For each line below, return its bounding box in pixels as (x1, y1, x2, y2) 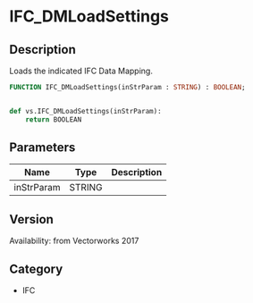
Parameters (9, 140, 76, 156)
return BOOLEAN (25, 114, 82, 124)
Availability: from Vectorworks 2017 (9, 235, 139, 247)
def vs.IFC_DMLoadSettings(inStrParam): (9, 106, 163, 115)
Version (9, 212, 54, 227)
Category (9, 261, 63, 276)
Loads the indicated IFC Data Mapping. (9, 65, 154, 76)
